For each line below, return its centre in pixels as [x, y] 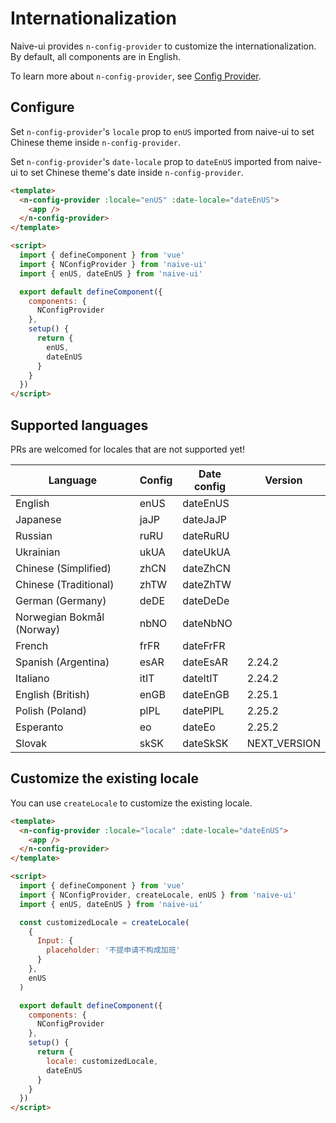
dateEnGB [206, 694]
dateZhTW [207, 584]
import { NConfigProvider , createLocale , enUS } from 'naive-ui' [158, 895]
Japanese [38, 519]
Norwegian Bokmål [60, 617]
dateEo [199, 727]
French [32, 645]
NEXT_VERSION [283, 743]
